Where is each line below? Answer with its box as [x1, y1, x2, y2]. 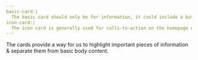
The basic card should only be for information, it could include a [11, 14, 183, 20]
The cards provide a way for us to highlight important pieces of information [6, 41, 189, 48]
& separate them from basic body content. [6, 48, 109, 55]
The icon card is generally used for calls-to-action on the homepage [11, 25, 189, 31]
